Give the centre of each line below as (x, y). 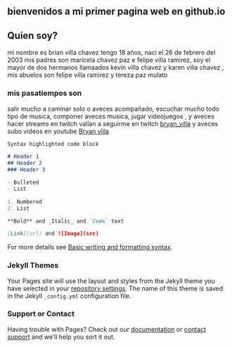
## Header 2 (25, 163)
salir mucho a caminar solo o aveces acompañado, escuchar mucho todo (114, 108)
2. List (19, 208)
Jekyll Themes (33, 266)
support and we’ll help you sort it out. (61, 337)
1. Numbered (25, 201)
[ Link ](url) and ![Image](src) (53, 234)
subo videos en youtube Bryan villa (58, 131)
